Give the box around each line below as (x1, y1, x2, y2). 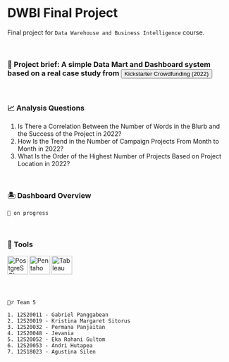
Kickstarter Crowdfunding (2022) (124, 70, 209, 77)
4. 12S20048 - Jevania (7, 330, 74, 337)
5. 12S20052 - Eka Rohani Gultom (7, 336, 106, 343)
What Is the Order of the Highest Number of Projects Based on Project (17, 151, 222, 160)
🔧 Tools (7, 239, 33, 249)
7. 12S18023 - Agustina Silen (7, 349, 97, 356)
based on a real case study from (7, 68, 120, 78)
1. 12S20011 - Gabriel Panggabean (7, 311, 109, 318)
